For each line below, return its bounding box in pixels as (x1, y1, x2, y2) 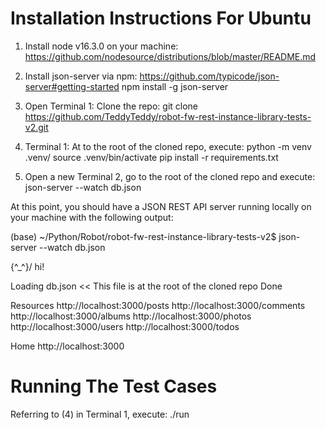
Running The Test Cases (10, 375, 218, 398)
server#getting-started (24, 80, 120, 92)
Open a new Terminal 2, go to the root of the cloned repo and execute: (24, 170, 316, 182)
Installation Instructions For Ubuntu (10, 7, 312, 30)
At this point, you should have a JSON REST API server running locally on (10, 200, 312, 212)
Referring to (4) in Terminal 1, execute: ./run (10, 408, 190, 420)
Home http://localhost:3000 (10, 340, 125, 352)
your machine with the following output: (10, 211, 174, 223)
